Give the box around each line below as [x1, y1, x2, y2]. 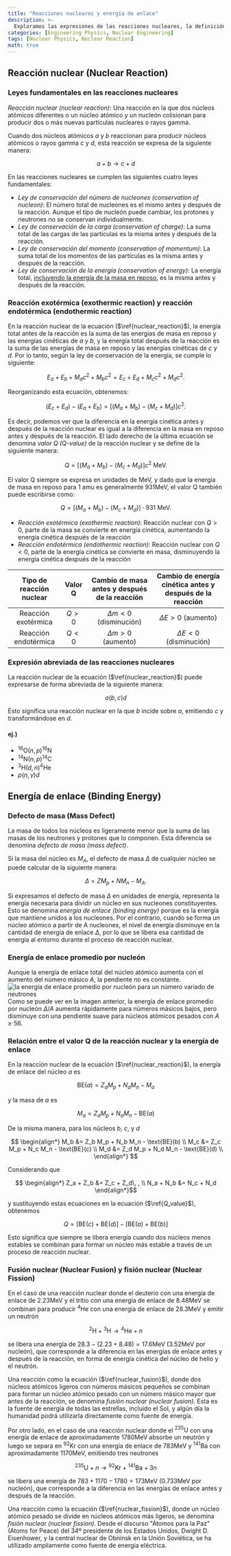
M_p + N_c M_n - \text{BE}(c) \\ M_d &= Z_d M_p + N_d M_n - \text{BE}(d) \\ [8, 1145, 223, 1153]
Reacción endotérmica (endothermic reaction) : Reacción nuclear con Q [17, 540, 220, 549]
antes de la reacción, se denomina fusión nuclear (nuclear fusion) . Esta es [8, 1397, 218, 1405]
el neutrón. [8, 1362, 38, 1370]
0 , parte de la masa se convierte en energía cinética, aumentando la [17, 526, 210, 534]
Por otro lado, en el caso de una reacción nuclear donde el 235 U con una [8, 1425, 213, 1435]
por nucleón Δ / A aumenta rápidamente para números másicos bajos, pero [8, 1005, 217, 1013]
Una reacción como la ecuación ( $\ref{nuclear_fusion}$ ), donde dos [8, 1375, 202, 1383]
